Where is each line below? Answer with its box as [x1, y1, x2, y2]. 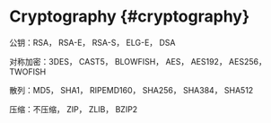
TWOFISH [9, 66, 47, 77]
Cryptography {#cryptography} [9, 6, 250, 27]
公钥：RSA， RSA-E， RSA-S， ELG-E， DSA [9, 37, 177, 48]
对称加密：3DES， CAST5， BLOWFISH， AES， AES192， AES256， [9, 56, 267, 66]
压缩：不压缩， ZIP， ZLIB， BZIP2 [9, 103, 138, 114]
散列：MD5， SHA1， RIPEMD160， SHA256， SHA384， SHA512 [9, 84, 254, 95]
